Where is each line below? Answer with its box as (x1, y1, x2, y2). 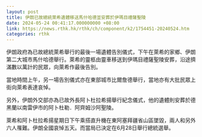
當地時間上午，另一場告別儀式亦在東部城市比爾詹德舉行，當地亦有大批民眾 (6, 76, 191, 84)
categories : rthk (6, 31, 50, 37)
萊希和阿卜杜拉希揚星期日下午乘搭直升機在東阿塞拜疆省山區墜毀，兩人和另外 (6, 117, 196, 124)
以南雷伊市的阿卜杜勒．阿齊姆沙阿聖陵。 (16, 104, 117, 111)
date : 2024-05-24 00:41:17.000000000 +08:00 (6, 20, 120, 26)
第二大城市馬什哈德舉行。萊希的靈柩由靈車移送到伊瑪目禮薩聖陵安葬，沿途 (6, 56, 191, 63)
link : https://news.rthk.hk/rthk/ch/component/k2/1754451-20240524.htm (6, 25, 189, 32)
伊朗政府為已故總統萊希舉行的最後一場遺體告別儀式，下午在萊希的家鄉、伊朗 (6, 49, 196, 56)
